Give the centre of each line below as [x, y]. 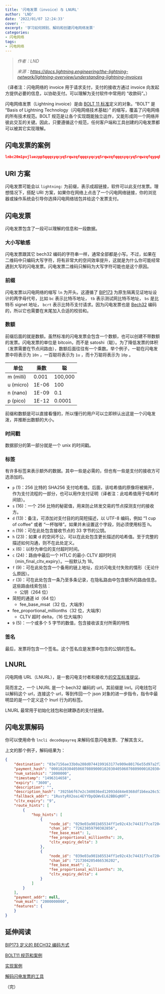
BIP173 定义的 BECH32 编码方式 [37, 945]
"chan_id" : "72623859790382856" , [83, 828]
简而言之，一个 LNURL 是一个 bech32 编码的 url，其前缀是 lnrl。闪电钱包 [79, 687]
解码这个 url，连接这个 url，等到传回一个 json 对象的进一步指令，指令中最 [83, 694]
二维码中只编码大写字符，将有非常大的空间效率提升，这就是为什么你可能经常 [82, 260]
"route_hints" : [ [32, 806]
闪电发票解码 [25, 727]
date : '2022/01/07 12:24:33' [35, 19]
